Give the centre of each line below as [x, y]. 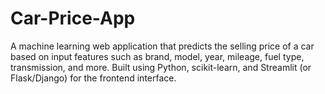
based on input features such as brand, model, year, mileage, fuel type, [157, 56]
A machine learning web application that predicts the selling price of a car [162, 46]
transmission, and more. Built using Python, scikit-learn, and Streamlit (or [161, 67]
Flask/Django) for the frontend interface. [93, 78]
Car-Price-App [73, 18]
